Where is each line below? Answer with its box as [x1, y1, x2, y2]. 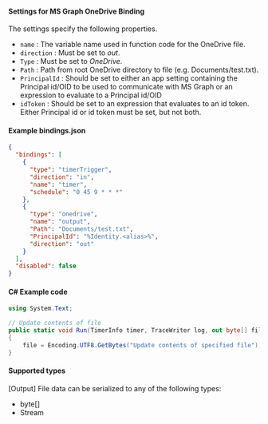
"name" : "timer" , [29, 180, 88, 188]
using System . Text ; [8, 304, 73, 313]
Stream [19, 407, 44, 417]
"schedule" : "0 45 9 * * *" [29, 188, 124, 196]
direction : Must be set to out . [19, 48, 120, 57]
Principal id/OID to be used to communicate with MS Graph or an [19, 82, 233, 92]
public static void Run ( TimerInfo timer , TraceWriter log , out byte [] [8, 327, 248, 335]
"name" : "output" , [29, 218, 91, 226]
